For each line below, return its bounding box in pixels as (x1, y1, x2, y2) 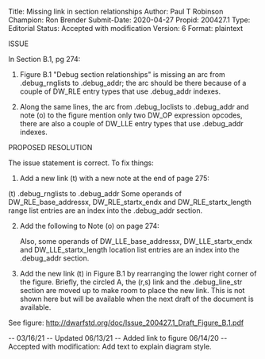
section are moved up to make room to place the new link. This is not (19, 286, 245, 295)
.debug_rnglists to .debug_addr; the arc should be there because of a (19, 79, 247, 87)
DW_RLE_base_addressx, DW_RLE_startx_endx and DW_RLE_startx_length (8, 198, 252, 207)
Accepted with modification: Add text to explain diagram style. (8, 342, 212, 351)
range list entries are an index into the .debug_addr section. (8, 206, 203, 215)
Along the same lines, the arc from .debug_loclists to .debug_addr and (19, 102, 249, 111)
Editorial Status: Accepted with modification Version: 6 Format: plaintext (8, 24, 244, 33)
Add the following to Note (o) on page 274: (19, 222, 160, 230)
